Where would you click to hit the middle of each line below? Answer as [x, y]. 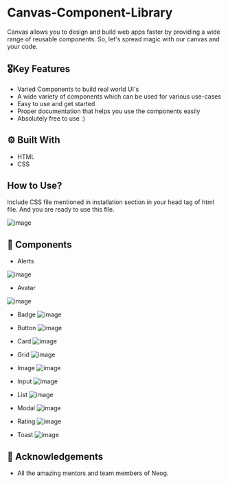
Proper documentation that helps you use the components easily [109, 111]
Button [26, 328]
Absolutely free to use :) [51, 118]
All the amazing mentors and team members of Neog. [93, 473]
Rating [26, 421]
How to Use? [35, 185]
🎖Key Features [39, 69]
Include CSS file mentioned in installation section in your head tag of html [111, 202]
